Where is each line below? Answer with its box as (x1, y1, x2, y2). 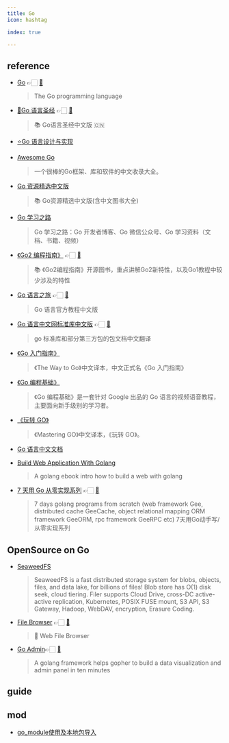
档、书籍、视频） (33, 236, 83, 245)
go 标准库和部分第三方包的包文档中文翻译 (33, 334, 152, 343)
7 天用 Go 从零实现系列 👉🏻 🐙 (16, 486, 100, 494)
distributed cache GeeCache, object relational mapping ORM (33, 507, 206, 515)
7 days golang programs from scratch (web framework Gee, (33, 500, 204, 508)
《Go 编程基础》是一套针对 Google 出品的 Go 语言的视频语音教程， (33, 393, 220, 401)
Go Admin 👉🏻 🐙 (16, 645, 62, 653)
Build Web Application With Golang (16, 459, 116, 467)
